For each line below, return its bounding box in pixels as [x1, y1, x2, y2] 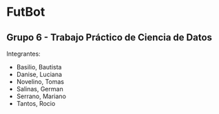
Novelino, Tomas [16, 78, 65, 86]
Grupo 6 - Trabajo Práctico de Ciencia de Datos [6, 32, 213, 43]
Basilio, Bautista [16, 63, 62, 71]
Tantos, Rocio [16, 100, 56, 107]
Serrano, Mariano [16, 92, 67, 100]
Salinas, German [16, 85, 63, 93]
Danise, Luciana [16, 70, 63, 78]
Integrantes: [6, 49, 41, 58]
